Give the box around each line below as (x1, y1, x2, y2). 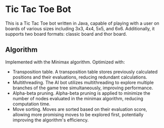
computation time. (12, 101, 50, 107)
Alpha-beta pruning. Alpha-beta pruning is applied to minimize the (12, 90, 150, 96)
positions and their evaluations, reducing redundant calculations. (12, 74, 147, 80)
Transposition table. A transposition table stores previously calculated (12, 69, 158, 75)
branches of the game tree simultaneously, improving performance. (12, 85, 153, 91)
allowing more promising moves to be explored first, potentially (12, 111, 144, 117)
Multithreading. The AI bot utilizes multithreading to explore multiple (12, 79, 154, 85)
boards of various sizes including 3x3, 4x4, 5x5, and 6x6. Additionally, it (5, 25, 155, 31)
